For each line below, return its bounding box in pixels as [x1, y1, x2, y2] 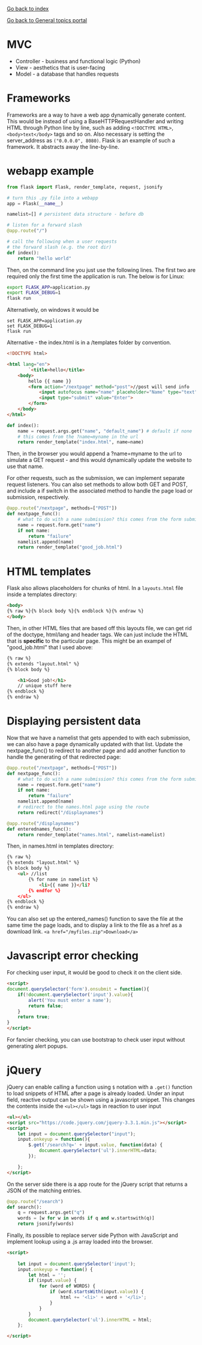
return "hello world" [17, 255, 71, 261]
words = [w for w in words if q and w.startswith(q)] [17, 1215, 155, 1221]
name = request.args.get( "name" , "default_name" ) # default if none [17, 428, 192, 434]
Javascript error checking [7, 949, 138, 963]
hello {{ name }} [28, 378, 71, 384]
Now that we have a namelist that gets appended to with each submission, [7, 734, 191, 741]
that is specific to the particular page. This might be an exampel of [7, 637, 172, 645]
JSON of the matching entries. [7, 1186, 82, 1194]
